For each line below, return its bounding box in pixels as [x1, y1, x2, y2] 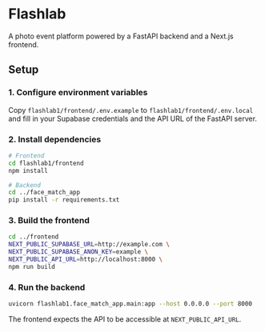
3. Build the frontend [8, 215, 90, 226]
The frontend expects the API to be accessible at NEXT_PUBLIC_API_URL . [8, 314, 242, 324]
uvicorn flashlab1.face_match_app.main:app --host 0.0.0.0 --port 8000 [8, 300, 252, 308]
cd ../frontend [8, 233, 59, 241]
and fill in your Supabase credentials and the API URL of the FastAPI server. [8, 114, 258, 123]
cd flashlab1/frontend [8, 159, 84, 167]
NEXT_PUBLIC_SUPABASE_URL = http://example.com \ [8, 241, 171, 249]
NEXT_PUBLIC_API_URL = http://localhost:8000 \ [8, 255, 163, 264]
